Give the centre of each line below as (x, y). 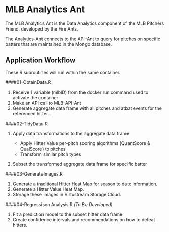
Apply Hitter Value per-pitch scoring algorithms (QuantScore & (85, 143)
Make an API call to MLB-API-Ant (47, 103)
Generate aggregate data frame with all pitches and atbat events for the (87, 108)
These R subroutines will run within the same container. (63, 72)
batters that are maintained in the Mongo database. (59, 44)
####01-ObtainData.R (28, 82)
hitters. (20, 225)
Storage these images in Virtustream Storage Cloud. (67, 194)
